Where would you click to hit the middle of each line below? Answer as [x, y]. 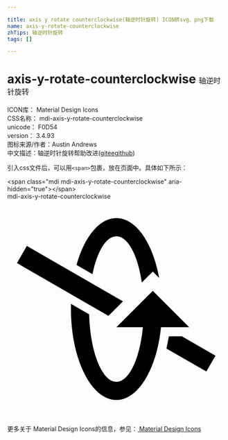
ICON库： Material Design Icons [53, 110]
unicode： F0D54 [32, 127]
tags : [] [20, 39]
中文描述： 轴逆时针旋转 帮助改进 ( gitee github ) [71, 153]
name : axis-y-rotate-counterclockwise [63, 26]
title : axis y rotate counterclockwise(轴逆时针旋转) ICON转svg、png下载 [111, 19]
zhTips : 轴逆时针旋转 [35, 33]
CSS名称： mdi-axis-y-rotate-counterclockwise [75, 118]
